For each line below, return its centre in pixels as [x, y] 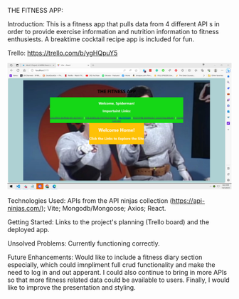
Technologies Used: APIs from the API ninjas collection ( [90, 200]
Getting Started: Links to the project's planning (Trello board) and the [108, 222]
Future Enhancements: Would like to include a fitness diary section [105, 257]
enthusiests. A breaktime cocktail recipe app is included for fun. [101, 39]
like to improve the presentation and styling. [72, 287]
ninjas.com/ [25, 208]
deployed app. [28, 229]
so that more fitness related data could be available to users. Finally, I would [118, 280]
